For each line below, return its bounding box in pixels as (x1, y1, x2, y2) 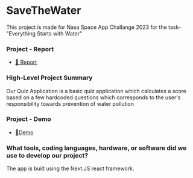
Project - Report (6, 44, 54, 53)
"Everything (6, 29, 36, 37)
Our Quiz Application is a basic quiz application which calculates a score (6, 87, 187, 94)
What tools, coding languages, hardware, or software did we (6, 144, 187, 152)
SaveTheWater (6, 4, 81, 17)
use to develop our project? (6, 151, 89, 159)
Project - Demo (6, 115, 51, 123)
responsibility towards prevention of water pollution (6, 100, 134, 107)
